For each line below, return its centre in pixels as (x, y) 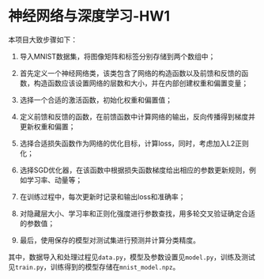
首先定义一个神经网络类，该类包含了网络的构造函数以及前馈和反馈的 (130, 73)
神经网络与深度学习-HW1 (89, 16)
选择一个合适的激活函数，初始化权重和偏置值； (96, 100)
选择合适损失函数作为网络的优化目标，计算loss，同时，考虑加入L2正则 (134, 143)
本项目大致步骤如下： (43, 40)
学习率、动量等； (55, 179)
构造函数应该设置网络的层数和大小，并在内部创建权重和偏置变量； (141, 83)
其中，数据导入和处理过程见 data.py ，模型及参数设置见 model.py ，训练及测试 (132, 257)
